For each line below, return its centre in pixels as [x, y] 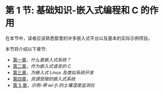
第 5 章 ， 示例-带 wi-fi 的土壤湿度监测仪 [54, 85]
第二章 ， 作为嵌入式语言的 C [42, 66]
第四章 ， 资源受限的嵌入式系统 [44, 79]
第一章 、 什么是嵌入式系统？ [42, 59]
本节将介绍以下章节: [26, 49]
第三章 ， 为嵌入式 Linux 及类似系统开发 [53, 72]
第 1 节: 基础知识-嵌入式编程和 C [72, 10]
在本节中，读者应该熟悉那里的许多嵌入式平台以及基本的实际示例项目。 [79, 38]
